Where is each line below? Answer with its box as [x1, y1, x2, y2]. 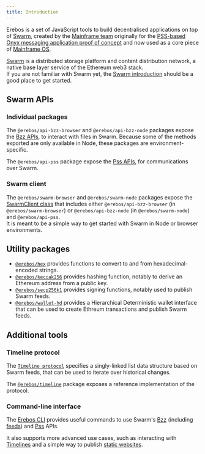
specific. [6, 146, 29, 154]
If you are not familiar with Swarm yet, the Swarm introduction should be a [6, 70, 194, 77]
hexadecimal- [153, 260, 188, 267]
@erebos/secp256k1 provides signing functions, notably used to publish [15, 286, 193, 294]
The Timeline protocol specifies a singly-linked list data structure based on [6, 362, 198, 370]
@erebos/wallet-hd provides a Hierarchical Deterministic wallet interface [15, 299, 197, 307]
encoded [15, 267, 38, 274]
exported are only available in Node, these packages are [6, 140, 149, 147]
